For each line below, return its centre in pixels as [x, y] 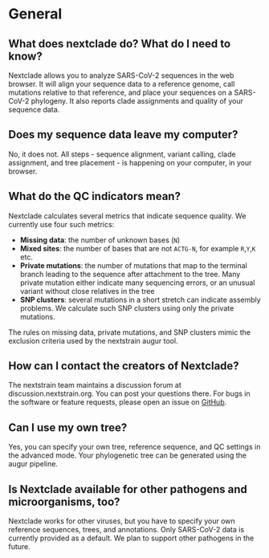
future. [19, 547]
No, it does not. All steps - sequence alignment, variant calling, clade [122, 154]
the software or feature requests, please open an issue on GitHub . [118, 402]
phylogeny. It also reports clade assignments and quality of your [137, 101]
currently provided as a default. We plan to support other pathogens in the [131, 538]
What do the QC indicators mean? [94, 196]
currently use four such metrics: [61, 224]
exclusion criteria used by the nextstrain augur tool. [93, 340]
